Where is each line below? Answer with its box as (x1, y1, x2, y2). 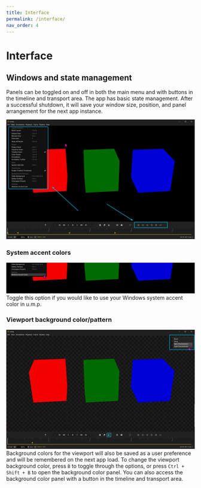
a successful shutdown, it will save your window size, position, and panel (6, 101, 187, 109)
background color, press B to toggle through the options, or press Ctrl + (6, 462, 184, 469)
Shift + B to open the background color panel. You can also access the (6, 468, 184, 476)
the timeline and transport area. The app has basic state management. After (6, 95, 193, 102)
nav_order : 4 (6, 22, 39, 28)
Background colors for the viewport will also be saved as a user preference (6, 450, 191, 457)
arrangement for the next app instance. (6, 108, 103, 115)
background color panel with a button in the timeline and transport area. (6, 475, 184, 482)
